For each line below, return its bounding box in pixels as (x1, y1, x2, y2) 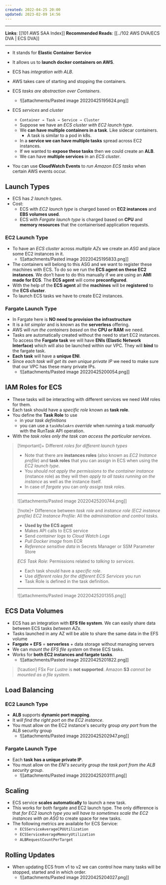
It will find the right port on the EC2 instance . (12, 717, 104, 723)
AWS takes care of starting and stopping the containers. (12, 78, 127, 84)
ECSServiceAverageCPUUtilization (19, 827, 89, 832)
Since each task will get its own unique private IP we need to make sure (12, 358, 159, 364)
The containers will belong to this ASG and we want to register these (12, 261, 152, 267)
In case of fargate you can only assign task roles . (24, 484, 125, 489)
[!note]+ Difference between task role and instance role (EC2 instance (17, 507, 161, 513)
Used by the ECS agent (24, 522, 73, 528)
